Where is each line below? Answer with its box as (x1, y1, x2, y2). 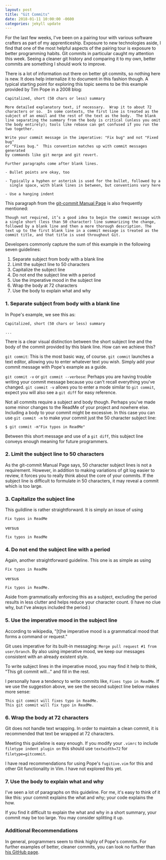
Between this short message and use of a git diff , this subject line (5, 433, 144, 439)
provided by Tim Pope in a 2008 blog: (5, 86, 83, 92)
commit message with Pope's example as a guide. (5, 364, 108, 370)
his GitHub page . (5, 849, 40, 855)
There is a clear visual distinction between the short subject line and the (5, 338, 152, 344)
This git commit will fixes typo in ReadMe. (5, 698, 99, 703)
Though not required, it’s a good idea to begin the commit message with (5, 215, 161, 220)
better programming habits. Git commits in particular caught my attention (5, 51, 154, 57)
